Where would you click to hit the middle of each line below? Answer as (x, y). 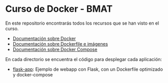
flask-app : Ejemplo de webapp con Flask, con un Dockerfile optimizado (88, 69)
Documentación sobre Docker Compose (55, 49)
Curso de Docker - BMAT (59, 9)
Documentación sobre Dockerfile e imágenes (60, 44)
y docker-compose (33, 74)
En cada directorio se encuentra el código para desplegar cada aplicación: (84, 59)
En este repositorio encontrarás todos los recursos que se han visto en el (82, 23)
